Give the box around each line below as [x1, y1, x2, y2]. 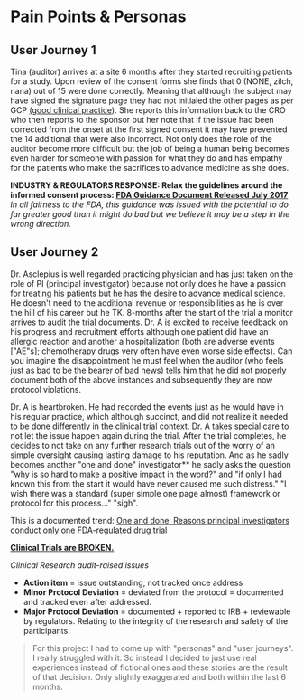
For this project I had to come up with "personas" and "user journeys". [32, 642, 294, 653]
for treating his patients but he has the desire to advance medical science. [10, 288, 286, 298]
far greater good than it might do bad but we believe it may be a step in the [10, 209, 290, 219]
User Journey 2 [10, 244, 99, 260]
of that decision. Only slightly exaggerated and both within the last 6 [32, 671, 287, 682]
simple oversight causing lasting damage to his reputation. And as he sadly [10, 449, 289, 460]
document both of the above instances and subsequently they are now [10, 374, 273, 385]
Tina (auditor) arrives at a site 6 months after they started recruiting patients [10, 66, 293, 77]
